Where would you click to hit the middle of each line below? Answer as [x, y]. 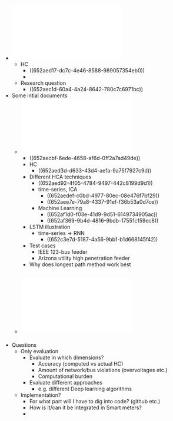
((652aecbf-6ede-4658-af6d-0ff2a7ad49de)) [85, 158]
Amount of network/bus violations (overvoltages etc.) [103, 370]
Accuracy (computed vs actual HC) [81, 363]
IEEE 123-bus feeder [63, 252]
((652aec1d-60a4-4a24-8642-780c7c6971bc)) [86, 89]
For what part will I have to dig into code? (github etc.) [95, 401]
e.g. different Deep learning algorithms [85, 389]
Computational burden [65, 376]
